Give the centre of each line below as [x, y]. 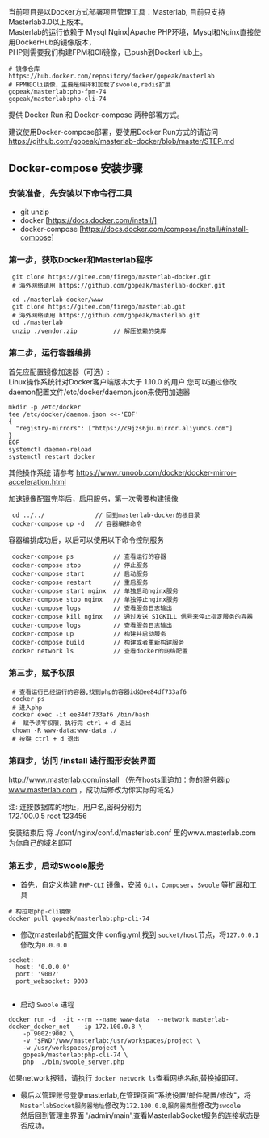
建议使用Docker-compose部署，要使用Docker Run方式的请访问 [113, 132]
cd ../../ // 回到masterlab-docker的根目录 [106, 515]
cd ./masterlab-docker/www [57, 300]
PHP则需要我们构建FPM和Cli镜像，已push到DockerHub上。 [108, 52]
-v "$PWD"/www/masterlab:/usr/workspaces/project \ [111, 1041]
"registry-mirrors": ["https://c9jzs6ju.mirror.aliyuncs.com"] [124, 429]
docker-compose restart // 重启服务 [80, 583]
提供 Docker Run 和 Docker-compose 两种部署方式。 [96, 115]
